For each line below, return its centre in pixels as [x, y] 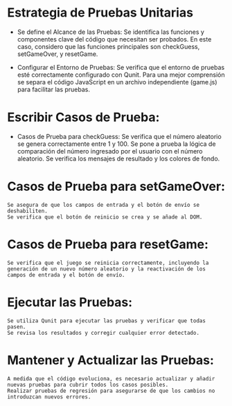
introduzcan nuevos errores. [49, 397]
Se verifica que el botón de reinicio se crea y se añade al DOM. [105, 217]
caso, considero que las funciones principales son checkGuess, [108, 46]
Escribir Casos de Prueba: [83, 117]
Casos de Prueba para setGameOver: [116, 186]
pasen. [17, 326]
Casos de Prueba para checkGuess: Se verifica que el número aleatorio [119, 136]
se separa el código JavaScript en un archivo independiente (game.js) [117, 82]
